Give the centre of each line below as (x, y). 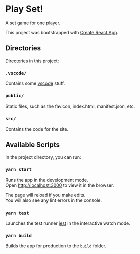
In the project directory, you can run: (43, 157)
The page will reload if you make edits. (45, 195)
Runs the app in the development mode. (47, 180)
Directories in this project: (32, 61)
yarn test (17, 213)
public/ (15, 96)
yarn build (18, 236)
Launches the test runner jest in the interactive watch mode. (68, 223)
